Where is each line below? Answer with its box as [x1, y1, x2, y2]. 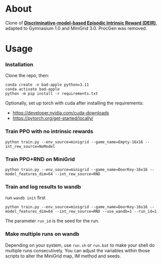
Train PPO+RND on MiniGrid [5, 156, 75, 163]
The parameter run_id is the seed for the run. [5, 218, 99, 224]
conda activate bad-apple [5, 87, 60, 92]
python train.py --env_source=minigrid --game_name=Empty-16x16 [5, 139, 143, 144]
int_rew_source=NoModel [5, 144, 56, 149]
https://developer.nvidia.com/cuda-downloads [12, 110, 110, 116]
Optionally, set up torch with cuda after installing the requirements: [5, 100, 144, 106]
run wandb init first [5, 195, 46, 201]
